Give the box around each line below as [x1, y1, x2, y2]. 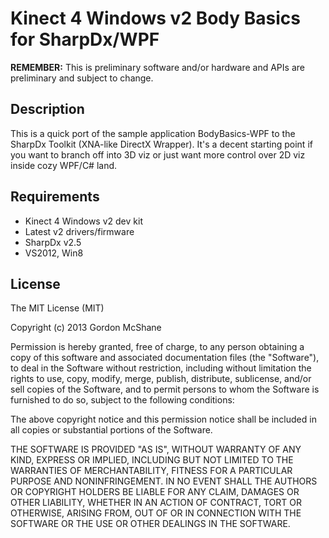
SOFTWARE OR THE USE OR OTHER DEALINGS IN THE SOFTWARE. [10, 518, 291, 530]
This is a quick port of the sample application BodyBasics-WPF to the [10, 127, 296, 139]
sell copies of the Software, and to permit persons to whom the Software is [10, 383, 320, 396]
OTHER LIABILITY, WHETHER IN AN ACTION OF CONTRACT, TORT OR [10, 497, 302, 509]
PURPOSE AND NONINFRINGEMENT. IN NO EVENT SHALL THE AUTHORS [10, 475, 318, 487]
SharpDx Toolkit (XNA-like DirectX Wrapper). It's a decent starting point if [10, 138, 313, 150]
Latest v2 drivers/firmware [24, 225, 135, 237]
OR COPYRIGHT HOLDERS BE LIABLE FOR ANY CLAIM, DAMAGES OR [10, 486, 300, 498]
